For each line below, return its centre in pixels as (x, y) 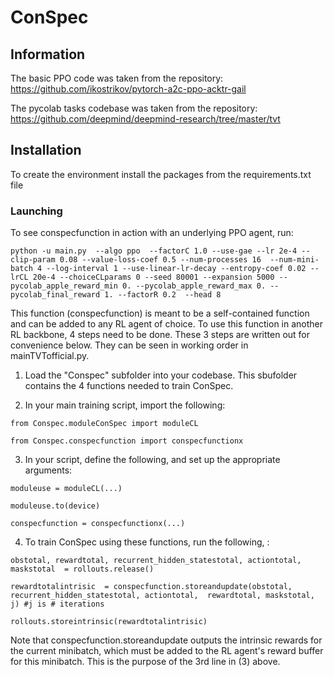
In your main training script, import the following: (125, 405)
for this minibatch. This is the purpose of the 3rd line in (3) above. (145, 662)
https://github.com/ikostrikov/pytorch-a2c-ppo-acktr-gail (128, 89)
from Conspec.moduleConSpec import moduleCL (104, 424)
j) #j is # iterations (57, 604)
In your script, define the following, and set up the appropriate (152, 460)
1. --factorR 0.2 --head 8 (163, 295)
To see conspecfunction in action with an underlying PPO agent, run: (152, 233)
